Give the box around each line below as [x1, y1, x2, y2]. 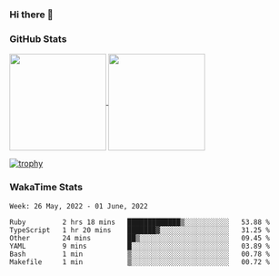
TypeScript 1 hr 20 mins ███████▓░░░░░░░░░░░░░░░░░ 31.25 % [9, 225, 271, 235]
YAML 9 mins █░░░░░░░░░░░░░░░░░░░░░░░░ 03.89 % [9, 241, 271, 250]
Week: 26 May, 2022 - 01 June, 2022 [9, 201, 148, 210]
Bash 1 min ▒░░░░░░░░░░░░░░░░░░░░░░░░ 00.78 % [9, 250, 271, 259]
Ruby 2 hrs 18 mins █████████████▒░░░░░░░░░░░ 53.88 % [9, 218, 271, 227]
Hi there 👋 [9, 8, 55, 21]
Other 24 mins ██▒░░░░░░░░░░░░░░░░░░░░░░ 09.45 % [9, 233, 271, 242]
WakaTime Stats [9, 181, 84, 194]
